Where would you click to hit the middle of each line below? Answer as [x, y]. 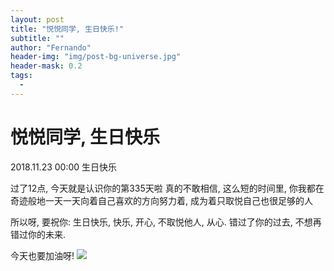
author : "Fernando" [51, 47]
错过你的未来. [38, 234]
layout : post [37, 19]
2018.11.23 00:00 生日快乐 [64, 167]
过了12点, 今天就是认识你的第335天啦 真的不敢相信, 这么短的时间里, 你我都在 [167, 188]
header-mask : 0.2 [46, 66]
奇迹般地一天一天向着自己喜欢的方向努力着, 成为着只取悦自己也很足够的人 [161, 200]
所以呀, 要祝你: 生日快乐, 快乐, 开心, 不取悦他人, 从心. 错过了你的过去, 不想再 [166, 222]
